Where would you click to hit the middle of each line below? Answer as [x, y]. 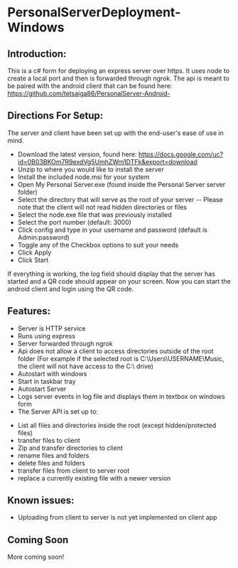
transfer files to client [49, 440]
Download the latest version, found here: [77, 154]
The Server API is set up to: [58, 411]
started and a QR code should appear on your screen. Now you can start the [119, 281]
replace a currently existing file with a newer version [94, 478]
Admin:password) [43, 237]
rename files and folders [53, 455]
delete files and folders [51, 463]
